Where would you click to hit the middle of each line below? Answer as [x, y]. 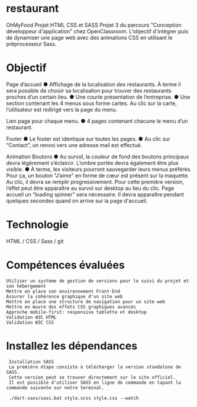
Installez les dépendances [72, 346]
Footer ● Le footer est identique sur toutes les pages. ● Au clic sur [88, 139]
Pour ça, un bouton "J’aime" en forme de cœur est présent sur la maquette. [98, 175]
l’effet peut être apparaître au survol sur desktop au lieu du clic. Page [90, 188]
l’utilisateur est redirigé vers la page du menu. [62, 109]
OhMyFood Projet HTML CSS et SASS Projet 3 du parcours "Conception [94, 25]
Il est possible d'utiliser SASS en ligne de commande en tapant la [95, 382]
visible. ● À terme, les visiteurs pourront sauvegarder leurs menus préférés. [99, 169]
